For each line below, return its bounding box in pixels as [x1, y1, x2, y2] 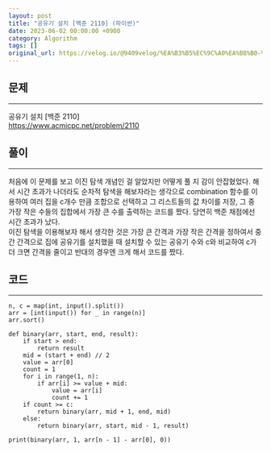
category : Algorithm [8, 34, 78, 43]
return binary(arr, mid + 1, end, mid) [37, 408, 172, 416]
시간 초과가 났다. [8, 217, 60, 226]
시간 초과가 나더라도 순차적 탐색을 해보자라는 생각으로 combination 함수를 [16, 186, 250, 196]
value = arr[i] [51, 387, 103, 395]
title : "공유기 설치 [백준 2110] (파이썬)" [8, 19, 140, 27]
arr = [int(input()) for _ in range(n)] [8, 309, 147, 317]
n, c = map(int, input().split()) [8, 302, 125, 310]
